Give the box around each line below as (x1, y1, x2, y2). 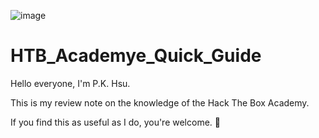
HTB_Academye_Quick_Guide (10, 45, 262, 67)
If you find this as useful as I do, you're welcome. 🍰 (10, 116, 221, 128)
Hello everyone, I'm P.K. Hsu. (10, 77, 131, 89)
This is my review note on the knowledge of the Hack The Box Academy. (10, 96, 310, 109)
